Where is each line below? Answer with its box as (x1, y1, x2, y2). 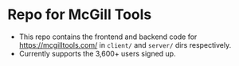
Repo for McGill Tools (7, 6, 152, 24)
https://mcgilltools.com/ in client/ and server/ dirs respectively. (18, 40, 232, 49)
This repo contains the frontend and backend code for (18, 32, 198, 41)
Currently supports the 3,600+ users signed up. (18, 49, 176, 58)
